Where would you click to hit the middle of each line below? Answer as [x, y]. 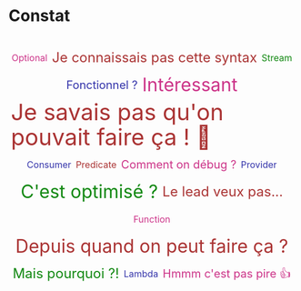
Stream [277, 57]
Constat [39, 16]
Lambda [141, 274]
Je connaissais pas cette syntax [155, 57]
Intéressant [190, 85]
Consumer [49, 165]
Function [152, 219]
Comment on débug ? [179, 164]
